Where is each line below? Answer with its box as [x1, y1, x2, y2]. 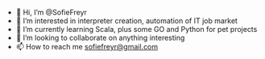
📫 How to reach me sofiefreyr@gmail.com [15, 42, 159, 51]
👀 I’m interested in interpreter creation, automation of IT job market [15, 16, 238, 26]
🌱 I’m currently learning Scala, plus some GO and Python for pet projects [15, 25, 258, 33]
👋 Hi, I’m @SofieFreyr [15, 8, 87, 17]
